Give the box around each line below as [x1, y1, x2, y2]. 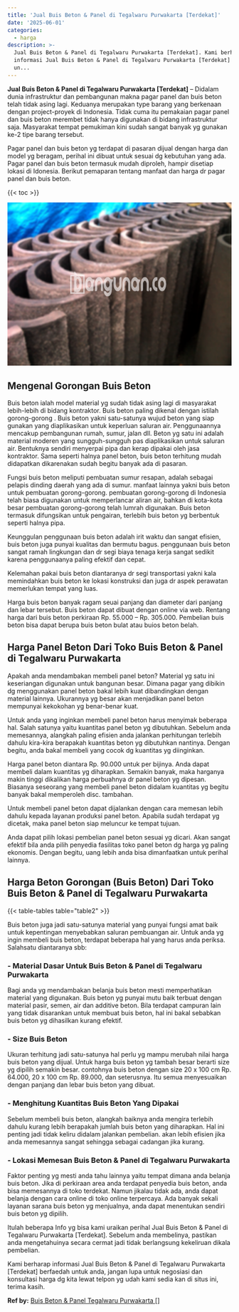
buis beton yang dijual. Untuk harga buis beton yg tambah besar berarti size [7, 1058, 230, 1067]
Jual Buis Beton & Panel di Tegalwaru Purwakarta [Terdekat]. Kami [14, 49, 218, 56]
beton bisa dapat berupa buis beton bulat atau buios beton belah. [7, 621, 199, 629]
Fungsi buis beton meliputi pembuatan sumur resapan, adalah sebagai [7, 473, 213, 482]
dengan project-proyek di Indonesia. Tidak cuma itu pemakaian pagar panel [7, 107, 230, 116]
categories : [7, 26, 43, 34]
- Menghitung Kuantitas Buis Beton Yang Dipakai [7, 1099, 179, 1109]
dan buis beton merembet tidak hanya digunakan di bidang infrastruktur [7, 115, 218, 123]
